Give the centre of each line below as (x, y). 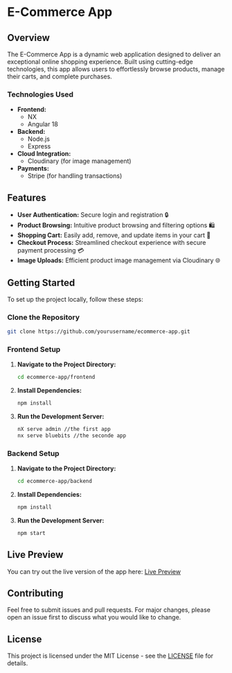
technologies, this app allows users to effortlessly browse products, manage (116, 69)
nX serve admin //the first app (64, 429)
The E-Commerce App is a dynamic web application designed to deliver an (114, 54)
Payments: (33, 169)
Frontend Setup (34, 350)
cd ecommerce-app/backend (54, 482)
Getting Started (41, 283)
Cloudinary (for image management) (79, 161)
